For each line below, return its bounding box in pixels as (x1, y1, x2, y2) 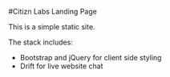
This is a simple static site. (8, 22, 95, 31)
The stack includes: (8, 37, 74, 47)
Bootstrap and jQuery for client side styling (19, 53, 162, 62)
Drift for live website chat (19, 61, 103, 71)
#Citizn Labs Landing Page (8, 7, 98, 16)
